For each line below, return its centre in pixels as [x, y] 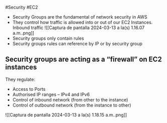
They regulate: [20, 79]
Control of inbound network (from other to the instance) [70, 99]
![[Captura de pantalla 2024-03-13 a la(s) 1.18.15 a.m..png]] [66, 114]
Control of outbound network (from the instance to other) [72, 105]
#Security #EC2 [22, 7]
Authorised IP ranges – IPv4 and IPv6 [51, 94]
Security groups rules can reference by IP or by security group [77, 44]
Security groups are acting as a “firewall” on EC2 [83, 59]
